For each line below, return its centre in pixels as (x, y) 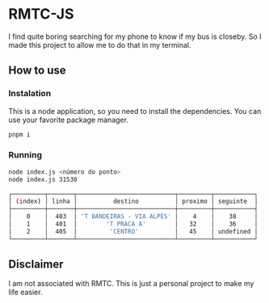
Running (25, 155)
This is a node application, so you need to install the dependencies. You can (135, 111)
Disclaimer (36, 265)
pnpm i (19, 134)
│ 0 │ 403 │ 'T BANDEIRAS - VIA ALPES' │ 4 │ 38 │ (133, 217)
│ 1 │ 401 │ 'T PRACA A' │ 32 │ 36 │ (133, 224)
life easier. (25, 292)
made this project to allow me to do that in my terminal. (100, 44)
